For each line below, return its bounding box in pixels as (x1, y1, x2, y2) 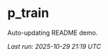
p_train (7, 5, 50, 21)
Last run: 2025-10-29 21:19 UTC (7, 42, 102, 50)
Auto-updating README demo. (7, 28, 98, 37)
